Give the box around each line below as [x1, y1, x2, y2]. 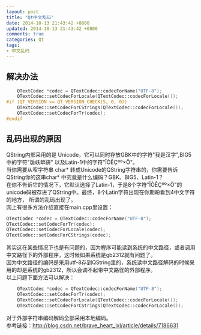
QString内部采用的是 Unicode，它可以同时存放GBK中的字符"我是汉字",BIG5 [6, 151, 192, 158]
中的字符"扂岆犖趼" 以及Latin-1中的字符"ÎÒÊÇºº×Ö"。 [6, 158, 138, 166]
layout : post [6, 8, 39, 15]
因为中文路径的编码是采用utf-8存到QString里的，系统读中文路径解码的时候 [6, 259, 190, 266]
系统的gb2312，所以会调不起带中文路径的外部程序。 [26, 267, 156, 274]
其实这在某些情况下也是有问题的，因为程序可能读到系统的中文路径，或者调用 [6, 244, 196, 251]
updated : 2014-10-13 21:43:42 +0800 [6, 25, 98, 32]
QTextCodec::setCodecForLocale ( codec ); [6, 226, 106, 233]
